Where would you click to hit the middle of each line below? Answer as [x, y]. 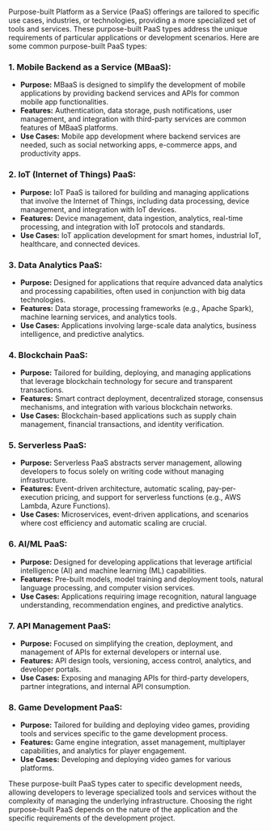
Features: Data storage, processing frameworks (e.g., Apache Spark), [137, 308]
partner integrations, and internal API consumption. [106, 687]
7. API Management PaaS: [60, 625]
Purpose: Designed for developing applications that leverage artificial [136, 561]
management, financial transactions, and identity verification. [122, 424]
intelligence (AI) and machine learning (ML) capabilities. [113, 570]
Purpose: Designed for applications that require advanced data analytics [141, 282]
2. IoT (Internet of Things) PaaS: [72, 175]
